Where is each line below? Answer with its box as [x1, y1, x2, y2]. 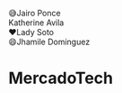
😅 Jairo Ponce [8, 8, 61, 18]
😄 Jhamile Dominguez [8, 36, 91, 47]
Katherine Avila [8, 17, 65, 28]
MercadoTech [8, 68, 114, 88]
